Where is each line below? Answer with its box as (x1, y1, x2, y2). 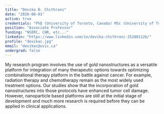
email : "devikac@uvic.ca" (5, 44, 58, 48)
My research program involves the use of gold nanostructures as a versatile (5, 62, 158, 68)
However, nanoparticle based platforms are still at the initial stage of (5, 92, 142, 98)
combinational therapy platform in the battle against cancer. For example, (5, 72, 152, 78)
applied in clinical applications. (5, 103, 67, 109)
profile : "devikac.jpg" (5, 39, 54, 44)
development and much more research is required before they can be (5, 98, 145, 104)
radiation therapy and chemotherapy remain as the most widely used (5, 77, 143, 83)
